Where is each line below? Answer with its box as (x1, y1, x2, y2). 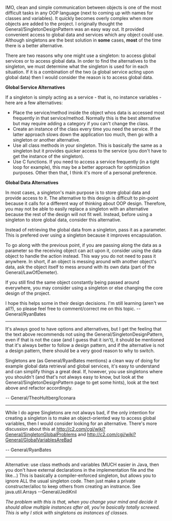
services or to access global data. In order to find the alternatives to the (5, 58, 157, 64)
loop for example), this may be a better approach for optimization (12, 164, 150, 170)
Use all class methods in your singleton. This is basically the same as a (12, 142, 162, 148)
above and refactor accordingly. (5, 385, 73, 391)
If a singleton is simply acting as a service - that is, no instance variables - (5, 94, 162, 100)
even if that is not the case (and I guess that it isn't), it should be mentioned (5, 337, 165, 343)
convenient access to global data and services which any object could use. (5, 32, 164, 37)
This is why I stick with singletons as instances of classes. (5, 510, 128, 515)
